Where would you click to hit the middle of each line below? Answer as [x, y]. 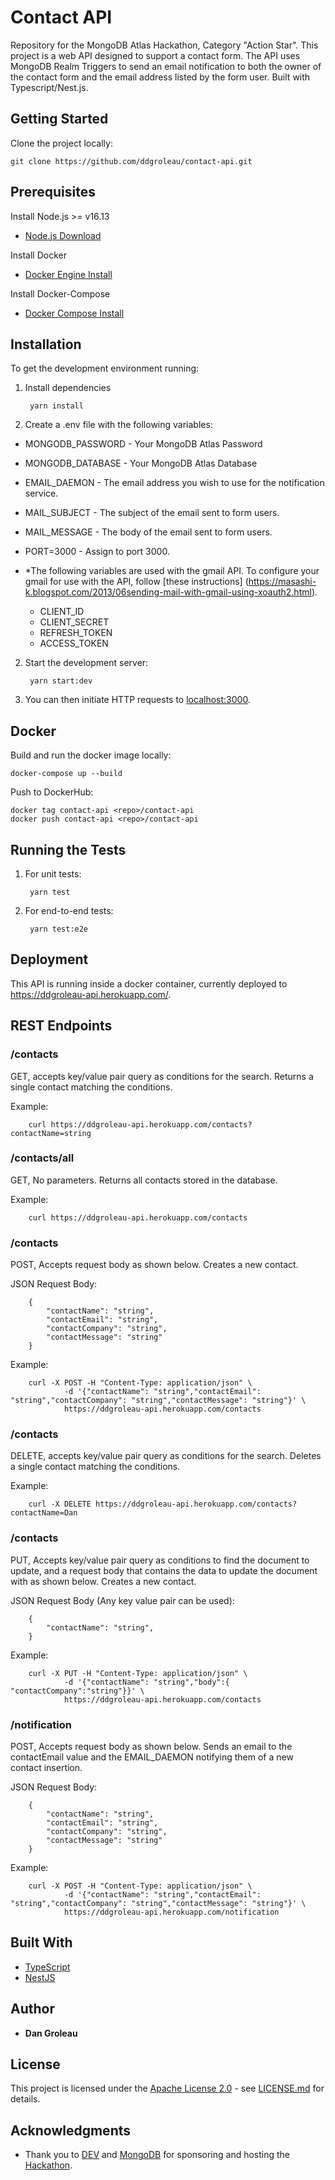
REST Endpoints [61, 1026]
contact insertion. [46, 1767]
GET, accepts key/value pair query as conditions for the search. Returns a [162, 1076]
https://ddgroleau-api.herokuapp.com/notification [171, 1912]
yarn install [56, 406]
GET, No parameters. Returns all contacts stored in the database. [144, 1180]
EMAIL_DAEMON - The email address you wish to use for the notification [174, 483]
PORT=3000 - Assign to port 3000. [97, 552]
